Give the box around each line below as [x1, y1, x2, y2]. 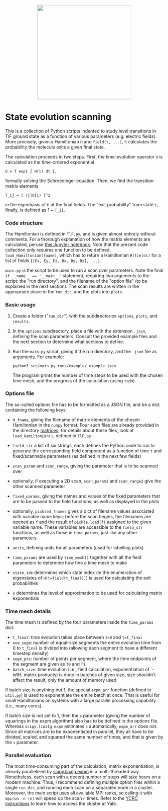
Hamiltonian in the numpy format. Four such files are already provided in [12, 422, 159, 428]
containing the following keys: [5, 407, 67, 413]
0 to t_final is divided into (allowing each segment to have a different [12, 645, 157, 651]
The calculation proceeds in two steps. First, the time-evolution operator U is [5, 153, 163, 159]
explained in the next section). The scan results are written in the [5, 283, 139, 289]
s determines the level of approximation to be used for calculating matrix [12, 590, 162, 596]
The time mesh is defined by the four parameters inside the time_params [5, 619, 154, 625]
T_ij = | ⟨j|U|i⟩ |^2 [5, 193, 51, 198]
